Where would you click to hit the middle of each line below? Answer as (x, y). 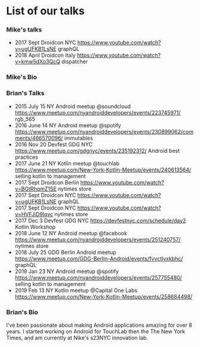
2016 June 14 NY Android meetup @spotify (68, 125)
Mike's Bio (21, 77)
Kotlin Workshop (35, 227)
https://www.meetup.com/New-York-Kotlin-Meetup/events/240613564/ (103, 170)
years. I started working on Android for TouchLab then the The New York (96, 331)
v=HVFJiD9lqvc (34, 214)
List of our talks (45, 11)
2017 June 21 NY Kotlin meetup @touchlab (67, 163)
